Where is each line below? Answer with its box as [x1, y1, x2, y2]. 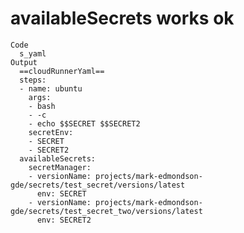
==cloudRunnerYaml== [19, 66, 105, 76]
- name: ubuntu [19, 83, 83, 94]
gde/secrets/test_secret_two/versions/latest [10, 206, 203, 216]
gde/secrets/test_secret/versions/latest [10, 180, 186, 190]
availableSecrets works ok [10, 7, 235, 30]
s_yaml [19, 48, 47, 59]
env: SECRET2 [36, 215, 92, 225]
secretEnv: [28, 127, 74, 137]
